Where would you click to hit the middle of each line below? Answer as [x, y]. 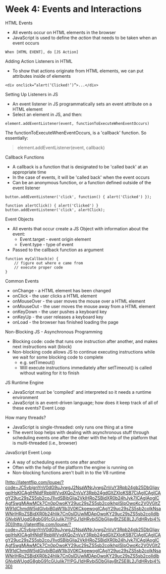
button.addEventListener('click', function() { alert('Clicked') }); [79, 197]
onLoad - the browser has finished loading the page [65, 322]
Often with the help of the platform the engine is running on [73, 467]
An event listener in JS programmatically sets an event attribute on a [82, 104]
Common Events [22, 281]
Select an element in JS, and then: [47, 114]
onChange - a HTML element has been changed [62, 290]
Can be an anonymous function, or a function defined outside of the [82, 182]
